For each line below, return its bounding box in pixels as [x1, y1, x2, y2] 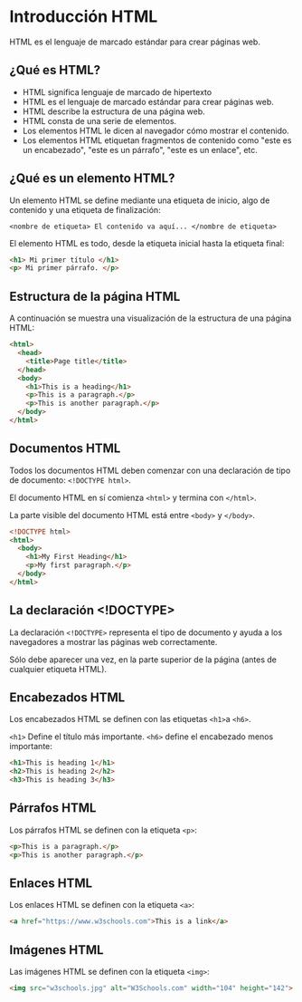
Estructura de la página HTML [9, 288, 181, 304]
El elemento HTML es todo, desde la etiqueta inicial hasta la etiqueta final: [9, 237, 285, 248]
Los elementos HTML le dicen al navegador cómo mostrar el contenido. [22, 125, 289, 136]
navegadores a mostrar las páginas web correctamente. [9, 636, 218, 647]
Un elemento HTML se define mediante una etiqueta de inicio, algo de [9, 195, 270, 206]
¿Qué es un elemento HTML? [9, 170, 175, 187]
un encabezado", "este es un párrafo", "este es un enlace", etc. [22, 144, 258, 155]
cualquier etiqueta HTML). [9, 663, 107, 674]
